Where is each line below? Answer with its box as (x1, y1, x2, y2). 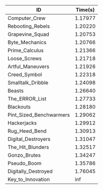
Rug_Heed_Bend (7, 127, 47, 134)
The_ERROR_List (7, 95, 47, 102)
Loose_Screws (7, 55, 42, 62)
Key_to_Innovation (7, 176, 50, 183)
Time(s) (75, 6, 95, 13)
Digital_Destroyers (7, 136, 51, 142)
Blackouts (7, 104, 31, 110)
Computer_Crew (7, 15, 46, 21)
